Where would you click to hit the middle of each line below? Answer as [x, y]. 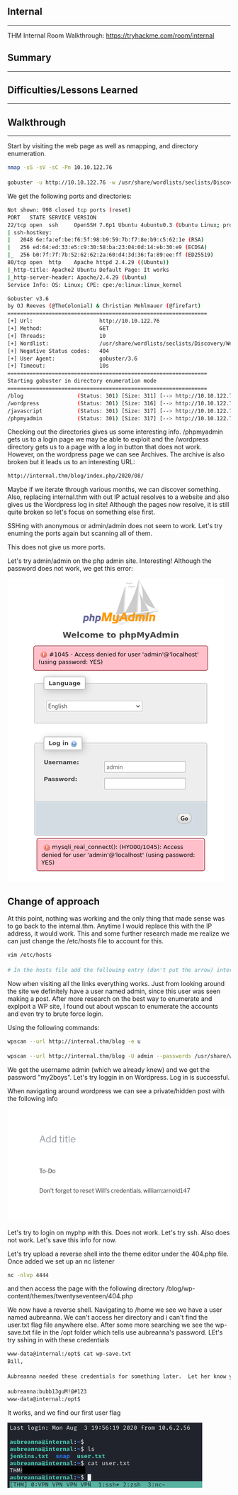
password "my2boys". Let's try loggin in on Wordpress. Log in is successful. [119, 1078]
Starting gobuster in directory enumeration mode [82, 381]
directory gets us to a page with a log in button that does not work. [104, 447]
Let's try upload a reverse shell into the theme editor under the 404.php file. [118, 1254]
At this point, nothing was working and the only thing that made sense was [116, 919]
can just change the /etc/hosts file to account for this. [86, 941]
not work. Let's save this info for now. [62, 1240]
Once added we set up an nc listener [61, 1261]
